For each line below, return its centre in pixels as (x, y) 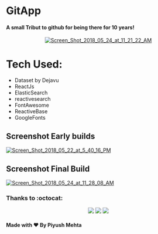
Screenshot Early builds (51, 136)
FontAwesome (32, 105)
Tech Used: (34, 64)
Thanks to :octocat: (35, 198)
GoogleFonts (30, 118)
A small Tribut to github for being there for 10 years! (70, 27)
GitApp (24, 11)
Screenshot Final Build (48, 169)
